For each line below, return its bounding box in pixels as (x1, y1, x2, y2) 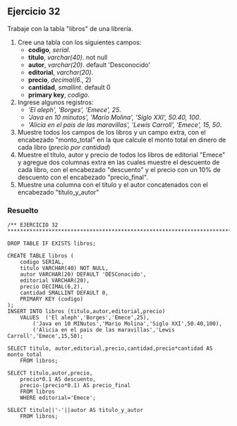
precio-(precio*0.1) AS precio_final (20, 382, 131, 389)
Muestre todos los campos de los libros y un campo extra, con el (17, 128, 206, 136)
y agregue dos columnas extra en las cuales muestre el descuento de (17, 158, 220, 166)
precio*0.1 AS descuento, (20, 376, 97, 383)
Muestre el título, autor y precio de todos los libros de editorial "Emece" (17, 150, 226, 159)
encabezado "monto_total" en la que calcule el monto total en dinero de (17, 135, 226, 144)
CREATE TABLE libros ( (7, 252, 74, 260)
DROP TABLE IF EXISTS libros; (7, 240, 97, 248)
